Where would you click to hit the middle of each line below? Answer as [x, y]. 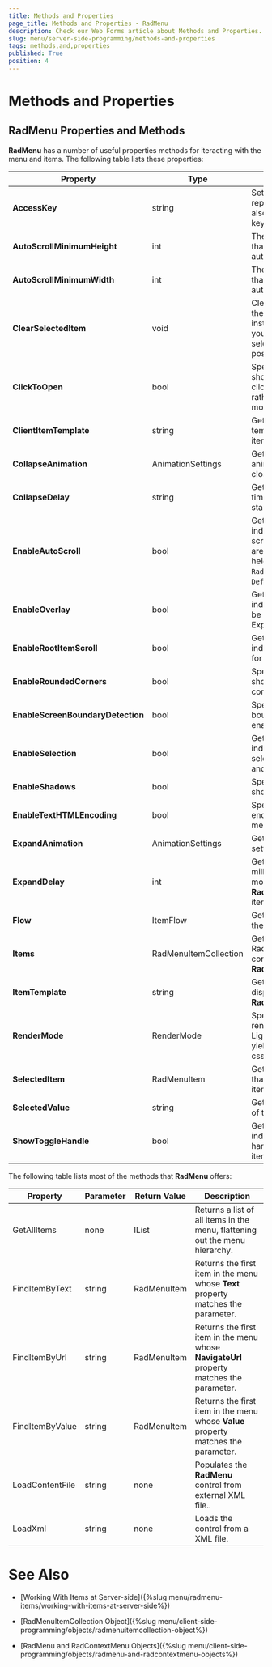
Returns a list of [225, 1210]
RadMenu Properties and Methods [97, 131]
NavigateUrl [219, 1357]
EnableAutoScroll [47, 551]
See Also [39, 1575]
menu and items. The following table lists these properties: [106, 159]
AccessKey [35, 207]
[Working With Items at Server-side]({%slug [93, 1597]
